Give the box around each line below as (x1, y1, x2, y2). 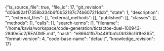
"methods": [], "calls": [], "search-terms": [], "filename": (5, 20, 119, 26)
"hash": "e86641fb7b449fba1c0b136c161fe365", (57, 31, 155, 36)
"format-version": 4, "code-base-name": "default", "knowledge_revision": (5, 36, 155, 42)
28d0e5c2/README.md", (5, 31, 57, 36)
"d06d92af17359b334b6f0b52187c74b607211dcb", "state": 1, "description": (5, 9, 159, 15)
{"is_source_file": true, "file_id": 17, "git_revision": (5, 4, 105, 10)
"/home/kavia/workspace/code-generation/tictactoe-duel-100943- (5, 25, 142, 31)
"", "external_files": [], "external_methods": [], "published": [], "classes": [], (5, 15, 157, 20)
